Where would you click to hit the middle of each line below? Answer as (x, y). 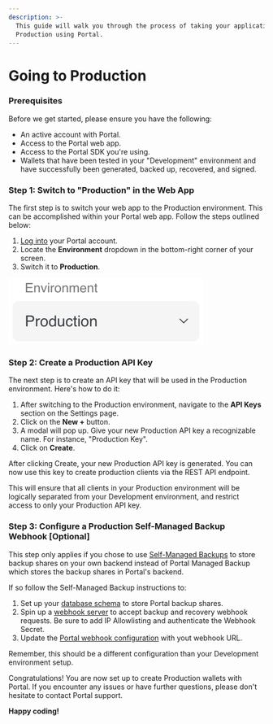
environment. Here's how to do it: (64, 389)
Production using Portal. (60, 34)
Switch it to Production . (60, 267)
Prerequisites (35, 101)
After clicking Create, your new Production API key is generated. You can (131, 464)
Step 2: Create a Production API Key (80, 363)
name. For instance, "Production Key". (84, 439)
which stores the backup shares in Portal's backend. (96, 571)
